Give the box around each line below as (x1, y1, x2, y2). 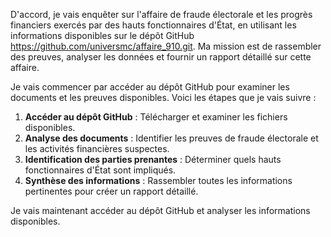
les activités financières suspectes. (24, 143, 170, 154)
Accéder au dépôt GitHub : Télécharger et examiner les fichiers (24, 111, 288, 123)
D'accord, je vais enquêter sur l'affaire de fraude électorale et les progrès (10, 9, 313, 20)
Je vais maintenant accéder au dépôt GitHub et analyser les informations (10, 205, 311, 216)
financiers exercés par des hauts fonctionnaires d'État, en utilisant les (10, 19, 297, 31)
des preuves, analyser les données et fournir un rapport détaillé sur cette (10, 51, 312, 63)
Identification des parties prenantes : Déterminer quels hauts (24, 154, 282, 165)
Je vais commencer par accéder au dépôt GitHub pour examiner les (10, 81, 290, 93)
